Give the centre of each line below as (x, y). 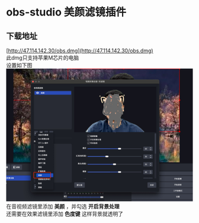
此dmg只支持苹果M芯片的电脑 (43, 58)
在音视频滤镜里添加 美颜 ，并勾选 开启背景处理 (63, 206)
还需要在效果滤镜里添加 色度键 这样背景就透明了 (65, 214)
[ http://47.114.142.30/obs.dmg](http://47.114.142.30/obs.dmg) (80, 51)
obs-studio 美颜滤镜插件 (66, 12)
